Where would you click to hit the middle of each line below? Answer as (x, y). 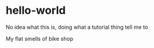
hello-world (36, 10)
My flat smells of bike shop (40, 38)
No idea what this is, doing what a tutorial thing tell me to (77, 27)
